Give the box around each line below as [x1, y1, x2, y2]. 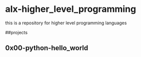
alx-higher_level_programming [5, 3, 136, 15]
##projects [5, 29, 28, 35]
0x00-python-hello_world [5, 44, 88, 53]
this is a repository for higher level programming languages [5, 20, 127, 26]
